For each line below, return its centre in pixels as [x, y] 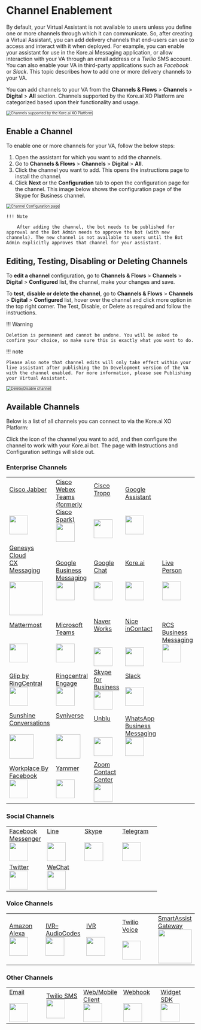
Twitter [19, 867]
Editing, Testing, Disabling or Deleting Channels [97, 261]
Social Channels [31, 816]
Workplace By [29, 768]
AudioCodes [63, 933]
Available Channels [43, 407]
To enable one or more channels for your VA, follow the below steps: [91, 146]
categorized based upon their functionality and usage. [73, 102]
